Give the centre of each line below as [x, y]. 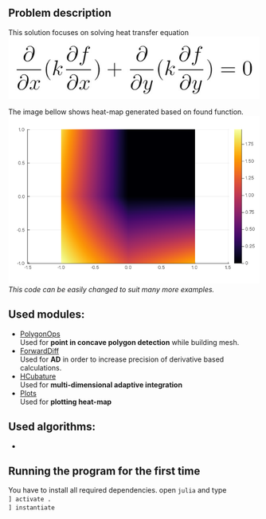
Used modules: [47, 315]
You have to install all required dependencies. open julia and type [117, 490]
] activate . [30, 499]
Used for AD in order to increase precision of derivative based [122, 359]
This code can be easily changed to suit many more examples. [111, 289]
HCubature [38, 376]
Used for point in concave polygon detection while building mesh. [129, 342]
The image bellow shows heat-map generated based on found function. [126, 112]
